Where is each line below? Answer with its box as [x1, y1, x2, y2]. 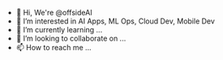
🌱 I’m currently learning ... [15, 25, 103, 34]
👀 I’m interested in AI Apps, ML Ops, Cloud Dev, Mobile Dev [15, 16, 215, 26]
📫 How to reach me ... [15, 43, 92, 52]
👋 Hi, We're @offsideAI [15, 8, 92, 17]
